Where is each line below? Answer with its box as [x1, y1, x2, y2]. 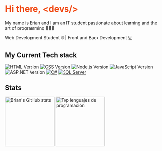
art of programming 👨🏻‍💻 [5, 25, 55, 30]
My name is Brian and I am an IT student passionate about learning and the [5, 20, 158, 26]
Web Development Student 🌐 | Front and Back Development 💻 [5, 34, 133, 40]
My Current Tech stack [5, 51, 77, 60]
